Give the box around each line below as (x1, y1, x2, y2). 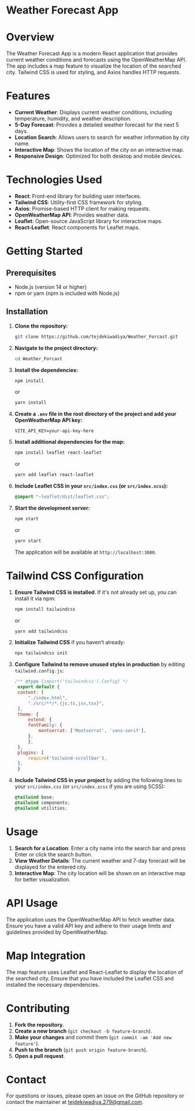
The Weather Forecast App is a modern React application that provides (6, 50, 178, 57)
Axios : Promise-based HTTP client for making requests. (14, 205, 151, 212)
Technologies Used (6, 173, 103, 187)
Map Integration (6, 949, 86, 962)
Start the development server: (14, 504, 90, 511)
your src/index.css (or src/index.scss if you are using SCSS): (14, 783, 166, 790)
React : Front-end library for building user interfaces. (14, 192, 142, 199)
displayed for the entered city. (14, 863, 88, 870)
